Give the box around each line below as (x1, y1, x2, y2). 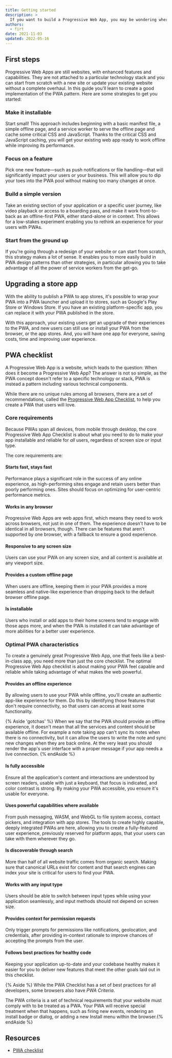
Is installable (5, 606, 33, 612)
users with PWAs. (5, 224, 42, 230)
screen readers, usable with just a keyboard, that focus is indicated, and (5, 779, 158, 786)
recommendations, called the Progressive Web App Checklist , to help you (5, 396, 161, 402)
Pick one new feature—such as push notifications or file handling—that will (5, 167, 164, 173)
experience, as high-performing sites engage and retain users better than (5, 481, 160, 487)
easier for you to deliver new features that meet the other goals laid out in (5, 966, 160, 972)
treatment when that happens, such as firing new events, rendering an (5, 1008, 154, 1014)
